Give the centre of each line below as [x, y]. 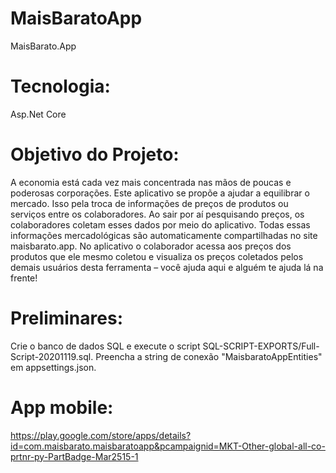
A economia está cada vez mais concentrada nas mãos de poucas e [151, 182]
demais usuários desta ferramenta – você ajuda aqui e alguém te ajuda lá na [167, 267]
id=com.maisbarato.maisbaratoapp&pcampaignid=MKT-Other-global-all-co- [168, 446]
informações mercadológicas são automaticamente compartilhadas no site [164, 235]
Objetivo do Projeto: [95, 154]
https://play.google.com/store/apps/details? [101, 435]
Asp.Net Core [38, 114]
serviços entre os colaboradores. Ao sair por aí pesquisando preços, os [157, 214]
